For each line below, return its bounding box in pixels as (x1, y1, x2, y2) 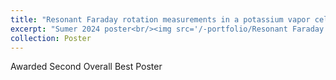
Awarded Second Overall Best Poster (10, 61, 163, 73)
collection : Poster (10, 33, 92, 43)
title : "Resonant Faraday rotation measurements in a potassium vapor (10, 14, 311, 25)
